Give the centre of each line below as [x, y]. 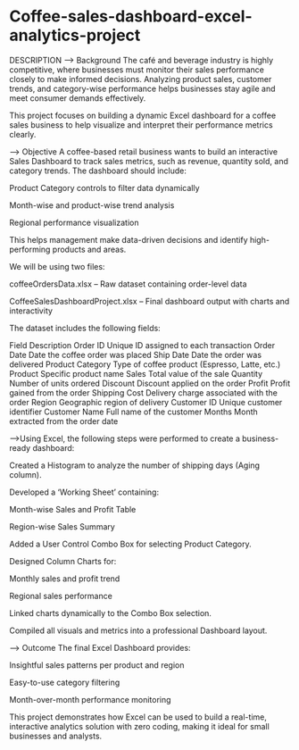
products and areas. [89, 249]
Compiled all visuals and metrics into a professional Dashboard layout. [138, 630]
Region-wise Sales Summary [62, 526]
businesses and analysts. [56, 736]
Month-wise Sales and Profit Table [73, 509]
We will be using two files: [57, 266]
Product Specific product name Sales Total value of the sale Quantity [136, 373]
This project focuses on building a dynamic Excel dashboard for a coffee [143, 115]
